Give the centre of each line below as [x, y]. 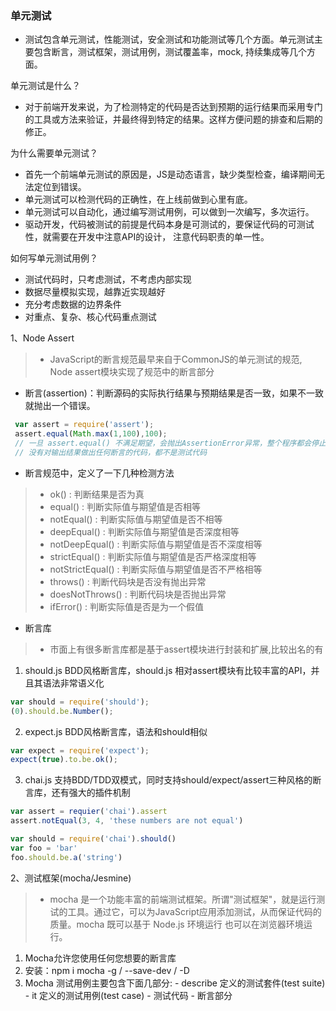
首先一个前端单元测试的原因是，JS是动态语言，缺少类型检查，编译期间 [170, 174]
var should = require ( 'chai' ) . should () [93, 839]
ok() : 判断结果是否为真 [97, 494]
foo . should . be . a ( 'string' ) [66, 857]
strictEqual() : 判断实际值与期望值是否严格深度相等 [153, 556]
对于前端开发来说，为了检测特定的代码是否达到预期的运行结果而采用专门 [173, 107]
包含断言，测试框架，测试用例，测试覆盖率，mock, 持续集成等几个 [170, 52]
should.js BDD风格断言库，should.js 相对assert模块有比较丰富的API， [168, 670]
